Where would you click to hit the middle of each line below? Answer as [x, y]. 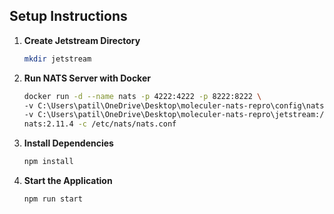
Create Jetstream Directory [82, 40]
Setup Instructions [68, 16]
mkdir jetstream [57, 59]
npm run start [53, 199]
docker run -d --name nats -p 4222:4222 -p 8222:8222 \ [142, 96]
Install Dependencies [68, 143]
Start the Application [68, 181]
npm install [48, 162]
